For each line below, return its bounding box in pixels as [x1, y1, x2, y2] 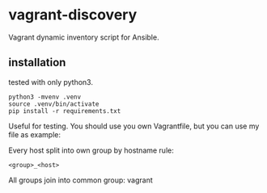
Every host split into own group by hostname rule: [8, 145, 174, 155]
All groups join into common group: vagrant [8, 175, 153, 185]
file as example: [8, 129, 61, 139]
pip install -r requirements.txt [8, 107, 121, 115]
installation [8, 56, 66, 69]
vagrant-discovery [8, 6, 138, 24]
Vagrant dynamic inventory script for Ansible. [8, 32, 159, 42]
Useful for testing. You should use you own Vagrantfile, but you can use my [8, 121, 260, 131]
